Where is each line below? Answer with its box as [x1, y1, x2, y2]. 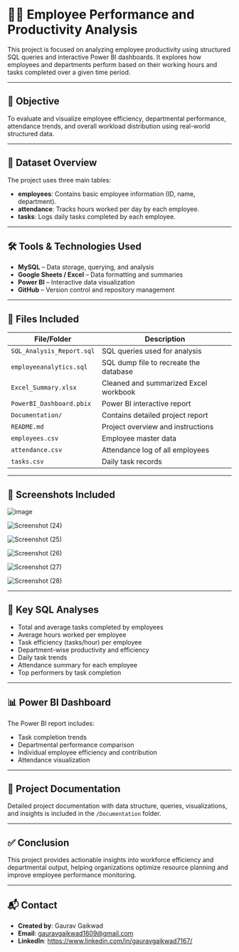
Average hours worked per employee [17, 630, 127, 639]
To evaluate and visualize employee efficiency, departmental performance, [7, 114, 226, 123]
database [102, 367, 134, 377]
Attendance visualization [17, 755, 90, 764]
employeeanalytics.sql [11, 363, 87, 372]
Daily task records [102, 456, 162, 466]
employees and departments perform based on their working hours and [7, 60, 218, 68]
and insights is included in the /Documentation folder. [7, 809, 161, 818]
